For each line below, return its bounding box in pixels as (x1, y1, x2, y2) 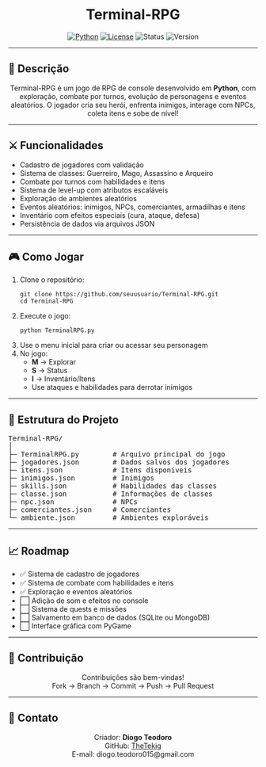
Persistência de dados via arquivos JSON (19, 219, 155, 228)
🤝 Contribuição (8, 651, 84, 665)
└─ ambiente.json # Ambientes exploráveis (8, 513, 209, 522)
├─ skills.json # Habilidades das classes (8, 482, 218, 490)
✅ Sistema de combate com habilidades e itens (19, 578, 174, 587)
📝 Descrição (8, 62, 70, 76)
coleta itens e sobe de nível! (86, 109, 180, 118)
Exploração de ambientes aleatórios (19, 193, 137, 203)
